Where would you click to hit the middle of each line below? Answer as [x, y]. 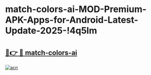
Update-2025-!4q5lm [51, 31]
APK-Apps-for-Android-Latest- [72, 20]
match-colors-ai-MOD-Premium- [76, 9]
